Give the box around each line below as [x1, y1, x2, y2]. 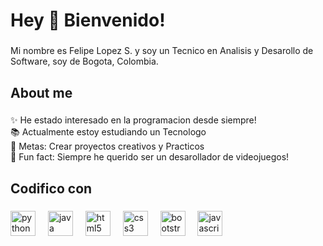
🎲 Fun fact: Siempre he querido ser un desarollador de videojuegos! [10, 151, 290, 163]
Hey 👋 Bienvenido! [10, 9, 166, 32]
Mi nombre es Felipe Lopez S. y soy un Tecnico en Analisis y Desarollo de [10, 45, 314, 57]
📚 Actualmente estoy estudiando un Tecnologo [10, 126, 207, 138]
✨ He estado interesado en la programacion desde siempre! [10, 114, 257, 126]
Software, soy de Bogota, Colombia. [10, 55, 159, 68]
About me [10, 84, 73, 101]
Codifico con [10, 180, 93, 197]
